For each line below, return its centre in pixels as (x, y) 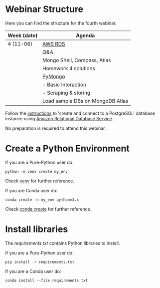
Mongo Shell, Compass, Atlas (77, 60)
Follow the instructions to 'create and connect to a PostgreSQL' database (80, 113)
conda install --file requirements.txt (47, 280)
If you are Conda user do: (31, 190)
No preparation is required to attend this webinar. (56, 128)
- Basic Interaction (64, 85)
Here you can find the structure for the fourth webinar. (61, 23)
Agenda (85, 35)
